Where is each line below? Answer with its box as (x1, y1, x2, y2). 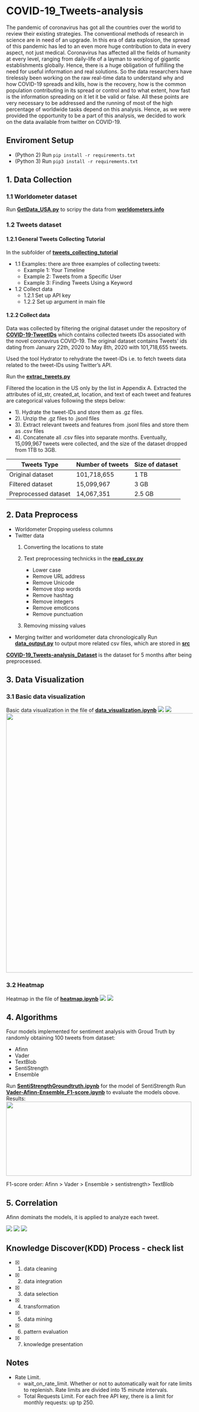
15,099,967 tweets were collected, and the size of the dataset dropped (14, 440, 188, 447)
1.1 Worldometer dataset (6, 193, 77, 201)
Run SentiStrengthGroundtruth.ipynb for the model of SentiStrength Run (6, 1082, 186, 1089)
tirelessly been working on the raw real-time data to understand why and (6, 74, 184, 81)
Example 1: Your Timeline (23, 266, 85, 273)
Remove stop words (32, 585, 81, 592)
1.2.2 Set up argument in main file (23, 298, 105, 305)
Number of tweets (76, 460, 129, 468)
